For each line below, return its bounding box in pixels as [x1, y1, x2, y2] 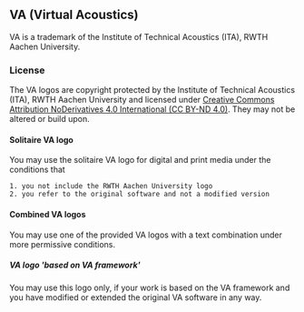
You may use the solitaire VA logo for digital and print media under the [9, 155, 271, 166]
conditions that [9, 164, 65, 176]
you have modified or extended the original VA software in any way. [9, 292, 262, 303]
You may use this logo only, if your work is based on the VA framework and [9, 282, 290, 294]
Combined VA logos [9, 208, 86, 219]
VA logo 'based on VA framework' [9, 259, 141, 271]
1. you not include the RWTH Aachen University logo [9, 182, 213, 191]
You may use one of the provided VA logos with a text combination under [9, 229, 283, 240]
